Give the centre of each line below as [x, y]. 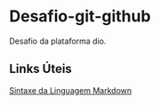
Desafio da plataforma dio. [58, 41]
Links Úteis [41, 69]
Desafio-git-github [80, 16]
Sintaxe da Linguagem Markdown [71, 90]
